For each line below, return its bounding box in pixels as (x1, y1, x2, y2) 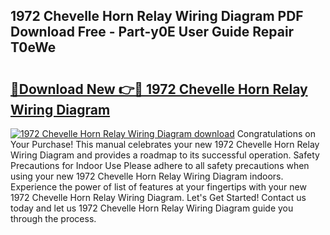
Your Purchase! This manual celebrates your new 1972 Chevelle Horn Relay (10, 139, 320, 150)
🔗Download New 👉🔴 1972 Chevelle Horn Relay (10, 80, 308, 98)
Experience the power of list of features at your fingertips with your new (10, 181, 307, 193)
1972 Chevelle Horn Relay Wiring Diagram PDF (10, 8, 304, 25)
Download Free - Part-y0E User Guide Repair (10, 24, 295, 41)
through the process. (10, 213, 97, 224)
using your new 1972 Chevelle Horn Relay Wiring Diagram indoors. (10, 170, 284, 182)
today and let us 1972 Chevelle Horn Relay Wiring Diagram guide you (10, 202, 294, 214)
